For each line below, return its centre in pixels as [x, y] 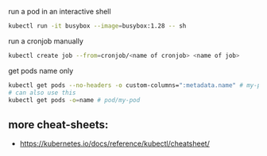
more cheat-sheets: [58, 125]
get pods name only [41, 70]
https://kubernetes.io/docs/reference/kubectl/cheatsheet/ [115, 144]
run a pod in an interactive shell [60, 11]
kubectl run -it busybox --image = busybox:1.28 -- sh [97, 26]
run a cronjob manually [46, 41]
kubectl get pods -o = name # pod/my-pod [74, 100]
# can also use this [43, 93]
